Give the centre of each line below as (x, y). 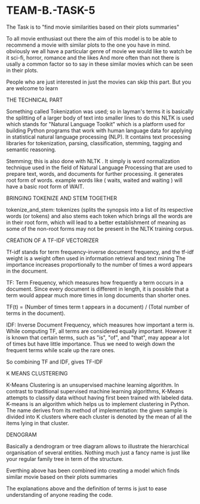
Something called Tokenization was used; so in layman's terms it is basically (100, 111)
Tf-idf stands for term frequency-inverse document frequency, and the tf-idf (100, 252)
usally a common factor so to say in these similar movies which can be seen (100, 64)
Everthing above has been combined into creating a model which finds (93, 471)
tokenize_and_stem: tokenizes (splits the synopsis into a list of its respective (100, 209)
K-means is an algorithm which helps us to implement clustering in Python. (98, 404)
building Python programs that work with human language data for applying (99, 130)
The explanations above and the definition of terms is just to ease (87, 488)
